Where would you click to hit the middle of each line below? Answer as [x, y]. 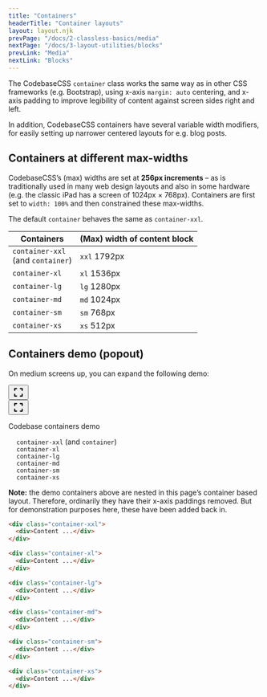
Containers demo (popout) [76, 354]
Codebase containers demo [54, 426]
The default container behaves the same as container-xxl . [106, 218]
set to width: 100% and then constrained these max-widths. [106, 203]
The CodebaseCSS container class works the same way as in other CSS [128, 83]
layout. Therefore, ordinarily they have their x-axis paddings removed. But [130, 501]
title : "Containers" [43, 16]
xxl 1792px [102, 256]
